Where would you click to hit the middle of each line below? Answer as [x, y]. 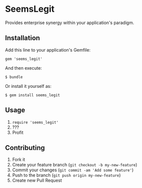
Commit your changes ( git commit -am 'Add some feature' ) [73, 170]
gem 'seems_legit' [24, 59]
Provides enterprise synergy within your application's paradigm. [70, 23]
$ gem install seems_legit [33, 95]
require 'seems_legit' [35, 122]
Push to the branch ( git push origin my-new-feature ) [66, 175]
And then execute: [24, 68]
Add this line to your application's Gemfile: [48, 50]
